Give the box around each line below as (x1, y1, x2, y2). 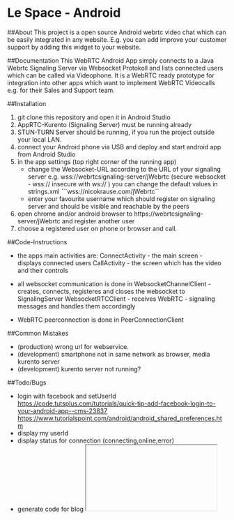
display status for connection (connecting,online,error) (17, 436, 174, 445)
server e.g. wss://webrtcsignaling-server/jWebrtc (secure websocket (27, 172, 226, 181)
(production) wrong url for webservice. (17, 342, 130, 350)
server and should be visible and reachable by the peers (27, 202, 189, 210)
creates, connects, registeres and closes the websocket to (17, 287, 186, 295)
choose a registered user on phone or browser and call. (17, 224, 178, 232)
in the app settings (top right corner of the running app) (17, 157, 177, 165)
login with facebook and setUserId (17, 392, 116, 400)
